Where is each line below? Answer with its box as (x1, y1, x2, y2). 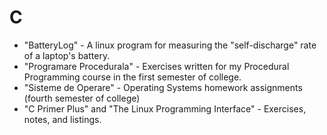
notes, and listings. (23, 113, 102, 125)
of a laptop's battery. (23, 49, 111, 61)
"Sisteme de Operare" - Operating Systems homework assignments (23, 81, 303, 93)
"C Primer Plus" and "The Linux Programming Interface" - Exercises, (23, 102, 307, 115)
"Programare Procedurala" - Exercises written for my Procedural (23, 60, 290, 72)
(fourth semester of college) (23, 92, 141, 104)
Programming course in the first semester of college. (23, 71, 242, 83)
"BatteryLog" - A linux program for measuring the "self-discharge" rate (23, 39, 317, 51)
